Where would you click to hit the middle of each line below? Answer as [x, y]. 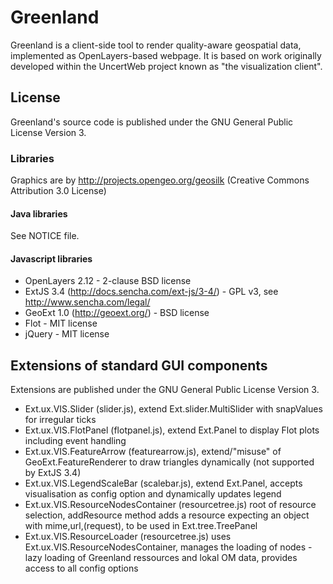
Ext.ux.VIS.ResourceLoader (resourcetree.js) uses [128, 537]
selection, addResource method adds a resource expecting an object [167, 515]
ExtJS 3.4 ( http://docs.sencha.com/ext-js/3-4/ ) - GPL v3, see [151, 292]
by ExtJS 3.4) [53, 473]
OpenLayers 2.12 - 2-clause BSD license [108, 281]
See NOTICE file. [45, 236]
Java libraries [39, 213]
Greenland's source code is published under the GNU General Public [152, 122]
